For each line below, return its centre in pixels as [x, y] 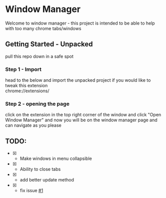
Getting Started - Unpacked [49, 44]
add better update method [47, 180]
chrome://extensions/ [27, 91]
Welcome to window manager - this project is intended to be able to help [80, 23]
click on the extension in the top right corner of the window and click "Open [83, 115]
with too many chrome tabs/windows [43, 28]
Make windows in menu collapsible [56, 158]
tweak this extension [26, 86]
